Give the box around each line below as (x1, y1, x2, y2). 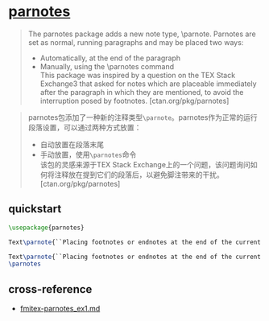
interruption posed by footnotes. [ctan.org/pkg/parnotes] (39, 96, 230, 105)
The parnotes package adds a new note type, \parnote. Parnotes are (27, 29, 256, 39)
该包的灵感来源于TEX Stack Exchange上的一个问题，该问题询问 (39, 159, 251, 169)
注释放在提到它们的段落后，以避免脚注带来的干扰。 (54, 170, 224, 179)
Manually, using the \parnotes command (39, 61, 175, 71)
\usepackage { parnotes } (8, 224, 85, 232)
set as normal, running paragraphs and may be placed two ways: (27, 37, 244, 47)
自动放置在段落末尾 (39, 139, 105, 149)
